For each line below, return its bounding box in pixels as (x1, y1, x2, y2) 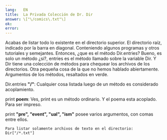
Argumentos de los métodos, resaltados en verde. (5, 71, 109, 77)
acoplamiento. (5, 86, 35, 92)
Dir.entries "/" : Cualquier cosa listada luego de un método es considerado (5, 81, 158, 87)
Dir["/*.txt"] (5, 130, 35, 135)
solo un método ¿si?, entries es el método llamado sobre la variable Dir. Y (5, 55, 156, 61)
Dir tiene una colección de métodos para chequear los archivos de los (5, 61, 150, 67)
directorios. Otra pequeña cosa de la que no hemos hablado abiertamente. (5, 66, 159, 72)
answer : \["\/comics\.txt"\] (5, 16, 66, 21)
